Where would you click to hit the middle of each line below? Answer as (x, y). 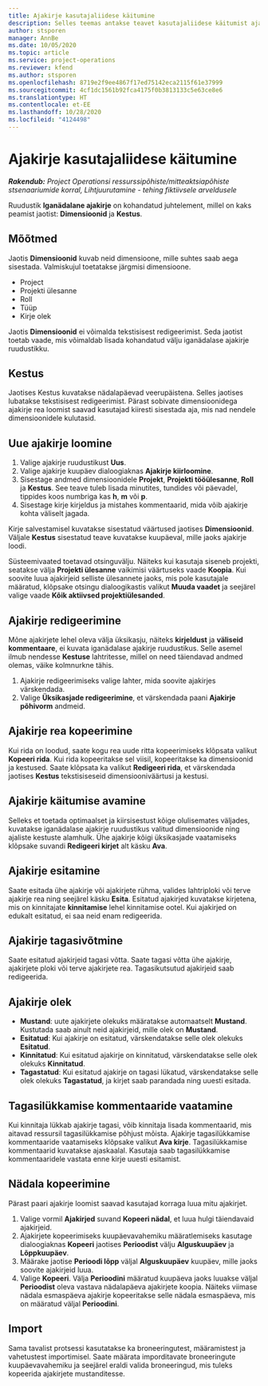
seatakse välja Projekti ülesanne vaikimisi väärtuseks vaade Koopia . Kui (127, 570)
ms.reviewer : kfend (41, 68)
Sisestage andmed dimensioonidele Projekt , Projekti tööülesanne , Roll (136, 479)
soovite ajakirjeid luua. (57, 1269)
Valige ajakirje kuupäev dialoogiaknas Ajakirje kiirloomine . (116, 471)
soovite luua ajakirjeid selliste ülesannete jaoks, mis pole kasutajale (118, 578)
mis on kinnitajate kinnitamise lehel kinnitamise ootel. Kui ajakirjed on (122, 907)
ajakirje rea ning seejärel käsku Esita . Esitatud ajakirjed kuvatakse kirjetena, (132, 899)
